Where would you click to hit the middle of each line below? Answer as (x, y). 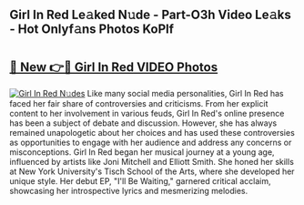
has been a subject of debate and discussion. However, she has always (143, 123)
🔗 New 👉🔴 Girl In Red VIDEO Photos (114, 67)
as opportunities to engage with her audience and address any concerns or (151, 142)
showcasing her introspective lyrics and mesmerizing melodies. (129, 191)
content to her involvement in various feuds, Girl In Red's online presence (147, 113)
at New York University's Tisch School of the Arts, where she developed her (152, 171)
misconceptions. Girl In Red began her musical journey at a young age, (142, 152)
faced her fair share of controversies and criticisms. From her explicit (139, 103)
